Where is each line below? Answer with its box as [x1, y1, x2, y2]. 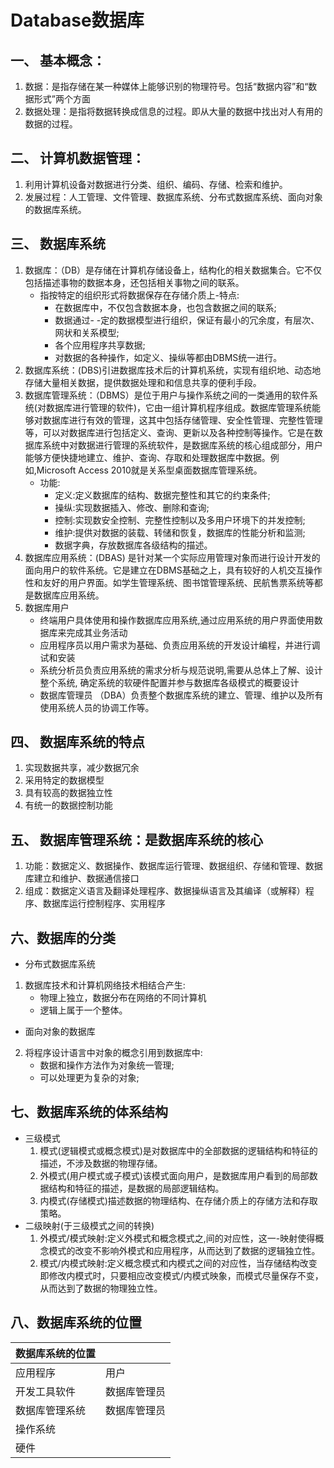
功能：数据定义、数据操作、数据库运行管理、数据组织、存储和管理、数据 [24, 860, 323, 872]
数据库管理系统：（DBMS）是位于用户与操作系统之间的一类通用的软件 [24, 389, 310, 401]
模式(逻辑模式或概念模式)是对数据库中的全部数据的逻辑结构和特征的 [39, 1144, 318, 1156]
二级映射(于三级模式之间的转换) [24, 1219, 155, 1231]
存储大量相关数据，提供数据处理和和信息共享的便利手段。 [24, 376, 262, 388]
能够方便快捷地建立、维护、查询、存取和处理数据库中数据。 [24, 451, 271, 463]
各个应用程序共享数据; [54, 339, 146, 351]
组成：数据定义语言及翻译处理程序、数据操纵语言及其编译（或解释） [24, 885, 306, 897]
